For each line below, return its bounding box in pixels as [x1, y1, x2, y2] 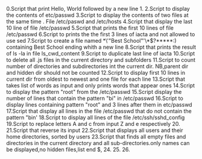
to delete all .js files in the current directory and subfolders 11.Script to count [6, 57, 196, 63]
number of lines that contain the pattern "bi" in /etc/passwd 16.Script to [6, 95, 184, 102]
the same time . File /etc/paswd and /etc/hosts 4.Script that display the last [6, 18, 193, 25]
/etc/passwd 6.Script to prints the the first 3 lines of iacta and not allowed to [6, 31, 195, 38]
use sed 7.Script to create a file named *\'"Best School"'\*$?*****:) [6, 37, 177, 44]
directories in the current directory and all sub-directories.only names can [6, 140, 190, 146]
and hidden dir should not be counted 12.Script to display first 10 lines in [6, 69, 186, 76]
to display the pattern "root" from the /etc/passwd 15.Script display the [6, 89, 182, 95]
